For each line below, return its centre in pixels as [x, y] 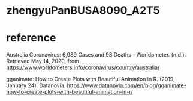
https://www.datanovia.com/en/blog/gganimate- [127, 85]
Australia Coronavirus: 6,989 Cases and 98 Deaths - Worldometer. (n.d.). [96, 55]
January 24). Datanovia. [36, 85]
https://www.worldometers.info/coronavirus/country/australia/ [83, 67]
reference [31, 38]
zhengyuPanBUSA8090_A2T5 [83, 11]
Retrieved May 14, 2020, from [43, 61]
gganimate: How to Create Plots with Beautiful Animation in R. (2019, [91, 79]
